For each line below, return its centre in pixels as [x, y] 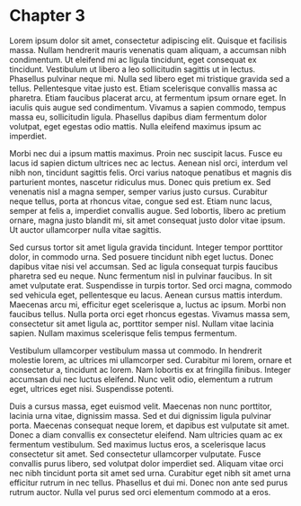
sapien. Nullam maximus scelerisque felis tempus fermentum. [123, 333]
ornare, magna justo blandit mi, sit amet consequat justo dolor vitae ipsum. [147, 220]
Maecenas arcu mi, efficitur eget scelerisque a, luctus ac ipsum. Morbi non [148, 304]
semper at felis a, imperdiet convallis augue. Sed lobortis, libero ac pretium [148, 210]
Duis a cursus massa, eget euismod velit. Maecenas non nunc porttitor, [141, 406]
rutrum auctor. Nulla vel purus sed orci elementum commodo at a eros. [140, 492]
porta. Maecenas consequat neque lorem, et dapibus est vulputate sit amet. [150, 425]
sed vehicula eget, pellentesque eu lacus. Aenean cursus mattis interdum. [146, 295]
